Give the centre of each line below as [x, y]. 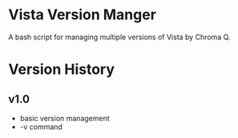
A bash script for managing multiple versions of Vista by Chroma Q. [119, 37]
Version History [61, 69]
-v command [41, 127]
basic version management [65, 118]
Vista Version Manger [82, 15]
